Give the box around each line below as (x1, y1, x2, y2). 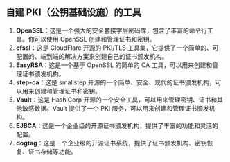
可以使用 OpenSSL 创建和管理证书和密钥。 (34, 35, 156, 43)
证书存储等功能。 (28, 147, 77, 156)
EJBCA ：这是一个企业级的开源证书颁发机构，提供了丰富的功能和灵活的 (15, 121, 219, 129)
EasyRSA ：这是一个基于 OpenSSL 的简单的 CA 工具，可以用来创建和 (15, 61, 213, 69)
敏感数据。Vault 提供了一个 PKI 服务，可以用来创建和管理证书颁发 (21, 104, 209, 112)
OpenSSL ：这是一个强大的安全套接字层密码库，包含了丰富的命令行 (15, 26, 208, 35)
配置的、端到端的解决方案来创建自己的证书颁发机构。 (15, 52, 168, 60)
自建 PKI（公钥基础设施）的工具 (6, 6, 142, 19)
